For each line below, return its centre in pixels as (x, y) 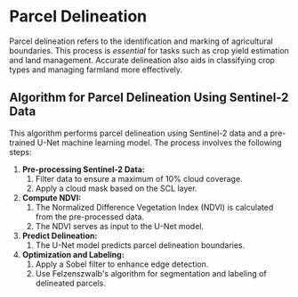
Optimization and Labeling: (73, 254)
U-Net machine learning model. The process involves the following (159, 142)
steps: (20, 152)
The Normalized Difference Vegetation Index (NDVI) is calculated (154, 207)
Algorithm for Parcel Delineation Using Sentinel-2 (149, 98)
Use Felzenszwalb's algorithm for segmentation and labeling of (151, 273)
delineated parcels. (71, 283)
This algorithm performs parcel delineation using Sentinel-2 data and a (139, 133)
